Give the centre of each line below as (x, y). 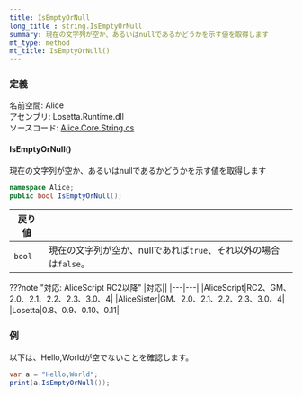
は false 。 (69, 264)
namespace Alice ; (42, 187)
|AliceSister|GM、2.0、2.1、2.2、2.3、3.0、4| (200, 299)
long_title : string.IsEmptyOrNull (76, 26)
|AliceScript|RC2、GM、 (246, 288)
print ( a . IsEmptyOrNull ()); (60, 382)
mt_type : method (40, 43)
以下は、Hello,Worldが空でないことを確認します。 (102, 357)
